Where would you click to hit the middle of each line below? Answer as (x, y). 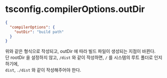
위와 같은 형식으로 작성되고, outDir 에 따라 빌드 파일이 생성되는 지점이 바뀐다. (80, 51)
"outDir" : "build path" (39, 32)
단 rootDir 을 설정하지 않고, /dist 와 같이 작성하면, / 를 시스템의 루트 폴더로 (79, 57)
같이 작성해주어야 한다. (59, 70)
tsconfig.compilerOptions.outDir (75, 9)
